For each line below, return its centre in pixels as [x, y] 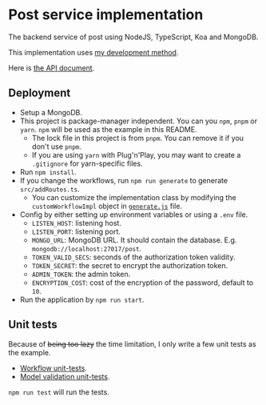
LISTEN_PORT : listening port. [76, 231]
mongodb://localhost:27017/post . [87, 248]
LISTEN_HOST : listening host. [77, 223]
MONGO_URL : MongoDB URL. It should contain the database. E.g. [134, 240]
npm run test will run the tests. [59, 392]
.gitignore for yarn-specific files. [87, 163]
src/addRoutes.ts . [50, 189]
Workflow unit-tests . [54, 368]
